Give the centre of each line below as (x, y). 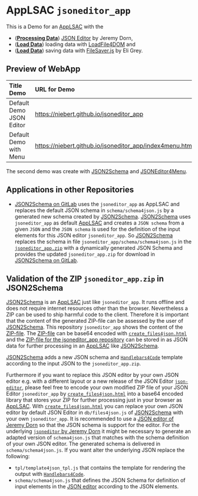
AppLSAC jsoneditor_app (68, 10)
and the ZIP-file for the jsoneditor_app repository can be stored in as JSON (97, 340)
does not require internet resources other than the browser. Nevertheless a (97, 308)
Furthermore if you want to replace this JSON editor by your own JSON (93, 375)
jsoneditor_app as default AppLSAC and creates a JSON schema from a (99, 223)
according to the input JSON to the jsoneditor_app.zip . (74, 363)
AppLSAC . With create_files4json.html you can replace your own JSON (95, 406)
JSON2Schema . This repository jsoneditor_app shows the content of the (95, 327)
